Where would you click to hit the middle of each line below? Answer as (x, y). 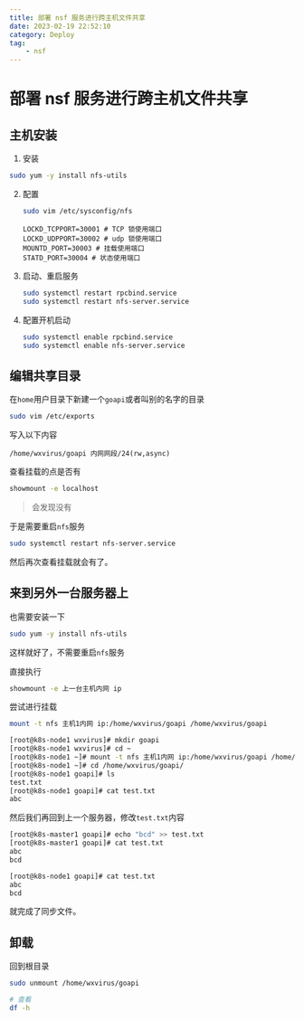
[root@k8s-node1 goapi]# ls (62, 774)
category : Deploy (42, 34)
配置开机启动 (46, 320)
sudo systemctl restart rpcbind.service (100, 293)
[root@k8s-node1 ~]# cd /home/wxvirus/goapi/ (96, 765)
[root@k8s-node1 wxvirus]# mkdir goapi (85, 741)
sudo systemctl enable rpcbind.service (98, 337)
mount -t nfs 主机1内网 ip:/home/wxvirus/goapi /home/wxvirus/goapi (138, 724)
